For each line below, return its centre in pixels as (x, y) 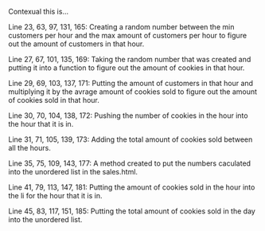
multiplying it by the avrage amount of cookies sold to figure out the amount (132, 92)
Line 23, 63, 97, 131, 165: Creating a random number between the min (121, 27)
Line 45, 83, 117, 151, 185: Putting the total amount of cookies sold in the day (132, 211)
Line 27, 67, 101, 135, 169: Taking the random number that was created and (130, 59)
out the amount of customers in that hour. (76, 44)
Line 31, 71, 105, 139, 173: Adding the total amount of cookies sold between (131, 139)
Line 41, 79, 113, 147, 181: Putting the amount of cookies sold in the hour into (132, 187)
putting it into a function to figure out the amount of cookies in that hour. (127, 68)
